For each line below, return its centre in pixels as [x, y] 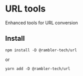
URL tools [25, 9]
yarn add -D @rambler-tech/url [38, 68]
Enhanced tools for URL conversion [42, 23]
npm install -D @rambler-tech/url [41, 50]
